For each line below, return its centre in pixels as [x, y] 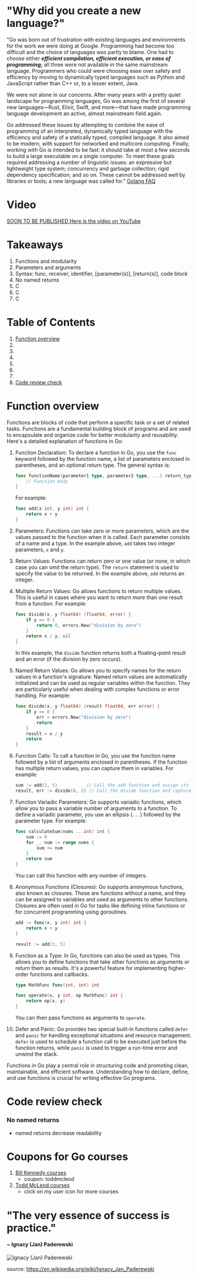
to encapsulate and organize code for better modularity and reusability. [93, 435]
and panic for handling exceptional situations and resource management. [103, 1035]
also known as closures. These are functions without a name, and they [100, 893]
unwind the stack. [37, 1054]
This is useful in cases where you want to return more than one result [99, 597]
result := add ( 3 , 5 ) [40, 944]
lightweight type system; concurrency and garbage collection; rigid [88, 168]
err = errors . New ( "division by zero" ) [84, 717]
